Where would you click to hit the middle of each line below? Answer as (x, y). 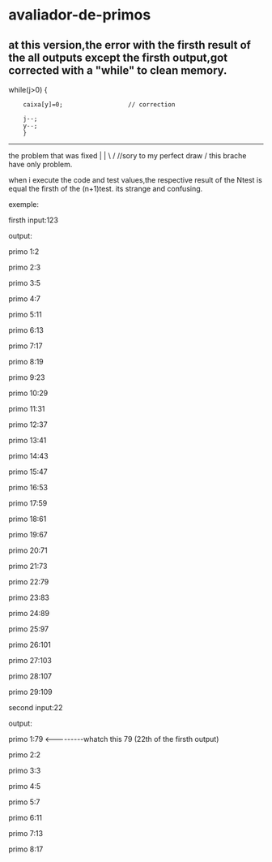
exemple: (23, 204)
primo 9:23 (27, 377)
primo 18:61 (28, 519)
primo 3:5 (24, 283)
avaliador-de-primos (80, 15)
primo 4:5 (25, 786)
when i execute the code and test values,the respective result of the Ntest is (136, 180)
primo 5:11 (25, 315)
